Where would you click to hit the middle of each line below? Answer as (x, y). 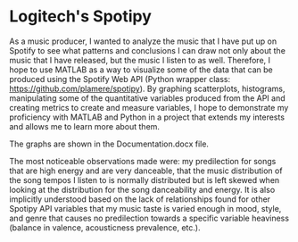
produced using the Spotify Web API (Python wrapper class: (120, 79)
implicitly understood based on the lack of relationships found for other (140, 199)
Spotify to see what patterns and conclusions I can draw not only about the (147, 50)
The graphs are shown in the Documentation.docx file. (109, 144)
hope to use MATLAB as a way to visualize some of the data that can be (141, 70)
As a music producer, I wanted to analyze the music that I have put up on (143, 41)
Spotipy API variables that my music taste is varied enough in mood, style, (145, 208)
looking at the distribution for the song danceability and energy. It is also (142, 189)
